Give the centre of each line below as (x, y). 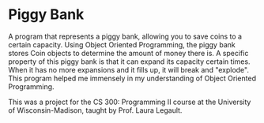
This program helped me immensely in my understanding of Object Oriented (132, 78)
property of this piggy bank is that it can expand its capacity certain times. (129, 61)
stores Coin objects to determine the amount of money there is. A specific (128, 53)
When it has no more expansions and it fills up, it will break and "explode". (128, 69)
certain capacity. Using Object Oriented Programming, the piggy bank (122, 44)
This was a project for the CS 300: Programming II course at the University (130, 102)
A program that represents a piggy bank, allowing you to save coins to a (125, 36)
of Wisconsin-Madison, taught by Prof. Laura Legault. (95, 110)
